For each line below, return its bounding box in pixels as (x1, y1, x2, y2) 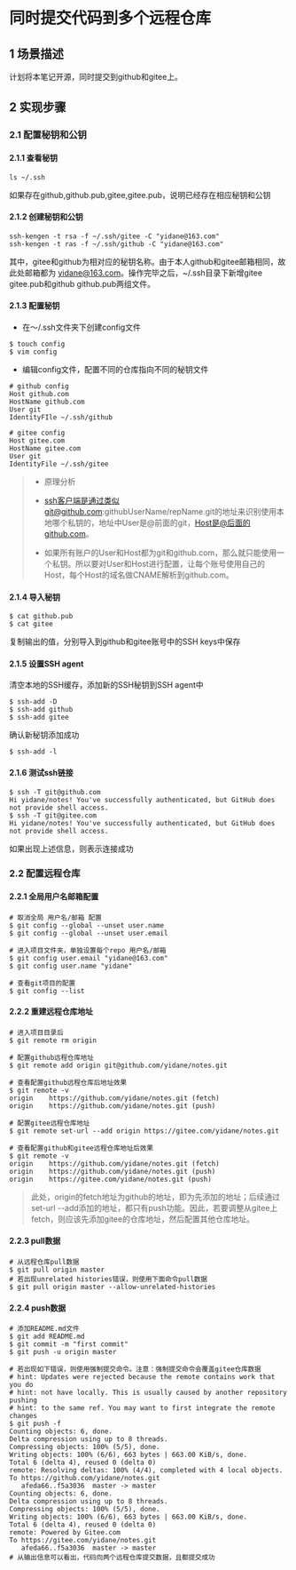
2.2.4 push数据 (9, 1303, 66, 1313)
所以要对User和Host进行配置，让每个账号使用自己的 (74, 558, 266, 569)
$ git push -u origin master (9, 1348, 117, 1357)
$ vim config (9, 347, 58, 356)
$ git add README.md (9, 1332, 86, 1342)
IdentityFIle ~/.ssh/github (9, 412, 113, 422)
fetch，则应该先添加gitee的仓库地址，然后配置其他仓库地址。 (30, 1214, 255, 1224)
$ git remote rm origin (9, 1036, 97, 1045)
